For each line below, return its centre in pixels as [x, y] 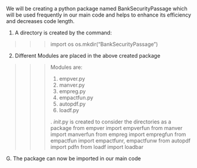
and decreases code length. [40, 21]
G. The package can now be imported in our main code [74, 159]
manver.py [72, 85]
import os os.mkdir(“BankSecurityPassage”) [104, 44]
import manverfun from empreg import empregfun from [118, 134]
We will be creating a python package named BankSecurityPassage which [97, 9]
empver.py [72, 79]
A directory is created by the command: [63, 33]
